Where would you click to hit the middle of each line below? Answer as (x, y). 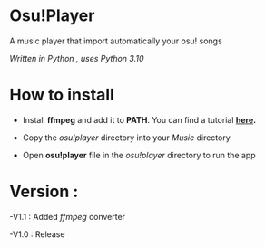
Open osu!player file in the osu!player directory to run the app (139, 155)
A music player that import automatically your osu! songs (116, 41)
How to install (62, 95)
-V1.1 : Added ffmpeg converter (67, 216)
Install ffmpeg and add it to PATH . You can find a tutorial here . (139, 119)
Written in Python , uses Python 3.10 (77, 58)
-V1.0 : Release (37, 234)
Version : (44, 192)
